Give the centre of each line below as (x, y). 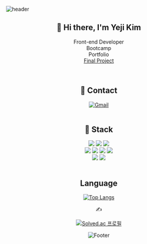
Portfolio (99, 54)
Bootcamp (99, 48)
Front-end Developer (99, 42)
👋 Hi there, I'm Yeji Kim (99, 27)
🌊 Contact (99, 90)
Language (99, 183)
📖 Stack (99, 130)
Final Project (99, 60)
